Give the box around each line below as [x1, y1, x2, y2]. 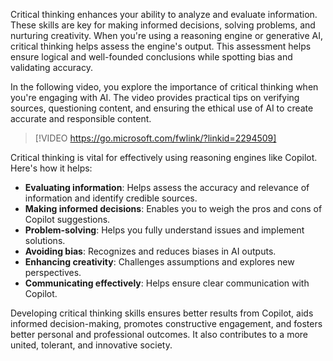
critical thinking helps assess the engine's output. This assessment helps [10, 40, 312, 52]
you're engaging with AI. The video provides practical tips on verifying [10, 92, 300, 103]
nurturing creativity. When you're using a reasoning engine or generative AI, [10, 30, 323, 41]
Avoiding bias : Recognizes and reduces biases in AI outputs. [24, 245, 277, 257]
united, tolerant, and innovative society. [10, 339, 173, 351]
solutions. [24, 235, 66, 246]
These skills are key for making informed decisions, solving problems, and [10, 19, 316, 31]
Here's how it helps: [10, 162, 93, 174]
